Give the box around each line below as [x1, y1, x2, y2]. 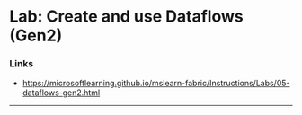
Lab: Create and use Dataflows [9, 6, 244, 27]
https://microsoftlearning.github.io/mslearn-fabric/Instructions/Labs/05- [22, 78, 290, 89]
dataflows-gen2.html [22, 87, 101, 98]
